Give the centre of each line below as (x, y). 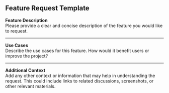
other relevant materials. (30, 86)
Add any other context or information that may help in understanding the (80, 75)
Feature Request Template (47, 8)
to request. (16, 31)
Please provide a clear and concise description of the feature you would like (84, 25)
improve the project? (27, 56)
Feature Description (26, 20)
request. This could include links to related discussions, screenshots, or (79, 81)
